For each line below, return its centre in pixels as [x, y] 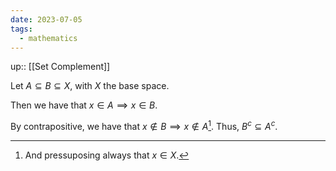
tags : [21, 29]
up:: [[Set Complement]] [60, 67]
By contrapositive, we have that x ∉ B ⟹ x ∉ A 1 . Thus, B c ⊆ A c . [144, 126]
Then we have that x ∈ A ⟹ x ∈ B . [84, 105]
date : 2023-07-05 [46, 19]
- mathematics [48, 38]
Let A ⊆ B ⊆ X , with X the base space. [90, 86]
